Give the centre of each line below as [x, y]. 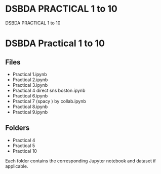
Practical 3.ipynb [30, 85]
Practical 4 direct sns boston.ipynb [49, 90]
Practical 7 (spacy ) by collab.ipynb [49, 101]
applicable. [17, 166]
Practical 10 [25, 151]
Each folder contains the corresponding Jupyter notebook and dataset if [80, 161]
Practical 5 [24, 146]
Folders [17, 128]
